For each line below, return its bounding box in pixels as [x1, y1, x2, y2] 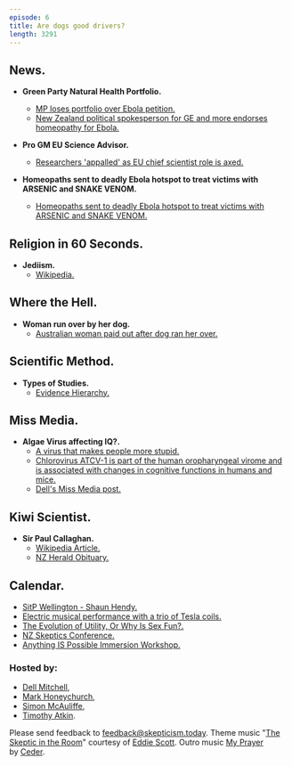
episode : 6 [9, 12, 50, 22]
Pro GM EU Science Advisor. [21, 140, 129, 151]
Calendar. [9, 578, 65, 593]
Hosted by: [9, 661, 58, 673]
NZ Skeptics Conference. [21, 630, 115, 641]
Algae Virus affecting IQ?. [21, 436, 120, 447]
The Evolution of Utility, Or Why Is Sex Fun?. [21, 621, 184, 632]
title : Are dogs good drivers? [9, 21, 126, 30]
